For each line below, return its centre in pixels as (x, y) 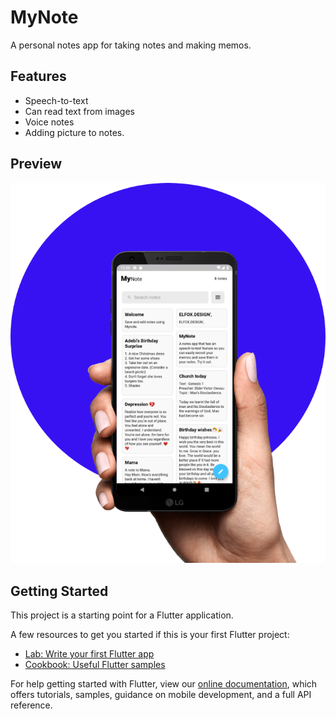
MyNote (44, 17)
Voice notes (49, 122)
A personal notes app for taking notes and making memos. (131, 45)
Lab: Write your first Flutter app (89, 654)
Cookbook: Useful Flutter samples (95, 665)
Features (38, 76)
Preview (36, 164)
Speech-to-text (56, 100)
